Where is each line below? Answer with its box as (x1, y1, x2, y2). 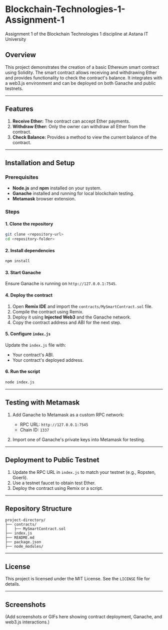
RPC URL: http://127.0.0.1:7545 (19, 421, 88, 428)
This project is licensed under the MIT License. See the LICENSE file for (5, 576, 150, 582)
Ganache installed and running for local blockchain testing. (12, 190, 134, 196)
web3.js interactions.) (5, 619, 50, 625)
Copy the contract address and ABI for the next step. (12, 319, 121, 325)
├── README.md (5, 535, 35, 541)
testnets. (5, 85, 23, 91)
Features (5, 104, 33, 114)
